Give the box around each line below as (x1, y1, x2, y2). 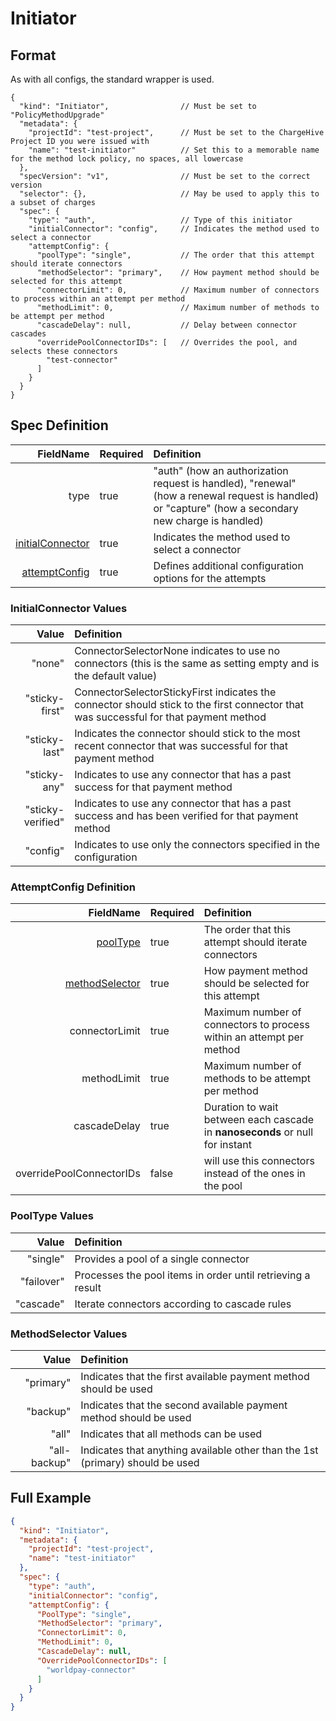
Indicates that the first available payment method (80, 1370, 310, 1383)
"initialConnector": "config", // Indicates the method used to (28, 224, 320, 234)
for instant (203, 1138, 252, 1152)
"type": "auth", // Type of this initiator (28, 215, 293, 225)
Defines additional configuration (153, 558, 304, 572)
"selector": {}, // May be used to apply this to (19, 189, 320, 199)
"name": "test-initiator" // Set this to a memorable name (28, 145, 320, 155)
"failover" (19, 1274, 65, 1288)
